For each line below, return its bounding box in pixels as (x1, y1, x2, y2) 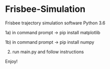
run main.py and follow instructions (12, 49, 84, 55)
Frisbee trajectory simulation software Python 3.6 (5, 20, 106, 26)
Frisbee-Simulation (5, 3, 85, 15)
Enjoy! (5, 58, 18, 64)
